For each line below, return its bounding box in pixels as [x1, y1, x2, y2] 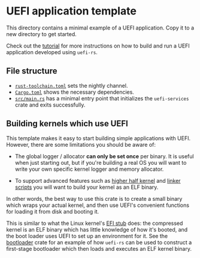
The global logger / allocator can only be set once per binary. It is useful [14, 152, 194, 160]
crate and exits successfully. [14, 101, 86, 108]
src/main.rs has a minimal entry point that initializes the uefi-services [14, 94, 189, 102]
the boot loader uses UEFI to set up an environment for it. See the [6, 232, 168, 239]
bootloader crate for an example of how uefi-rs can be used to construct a [6, 239, 192, 246]
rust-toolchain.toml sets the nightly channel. [14, 82, 128, 89]
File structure [6, 66, 57, 76]
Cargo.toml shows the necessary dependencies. [14, 88, 135, 96]
